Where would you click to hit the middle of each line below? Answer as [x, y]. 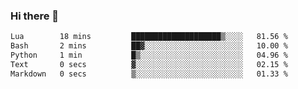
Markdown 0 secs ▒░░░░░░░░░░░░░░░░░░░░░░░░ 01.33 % [149, 74]
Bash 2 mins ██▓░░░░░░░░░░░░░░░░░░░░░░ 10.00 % [149, 46]
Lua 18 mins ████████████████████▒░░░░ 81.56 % [149, 37]
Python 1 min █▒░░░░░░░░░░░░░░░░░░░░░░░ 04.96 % [149, 55]
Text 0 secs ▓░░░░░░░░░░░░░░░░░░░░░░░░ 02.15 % [149, 64]
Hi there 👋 [35, 16]
